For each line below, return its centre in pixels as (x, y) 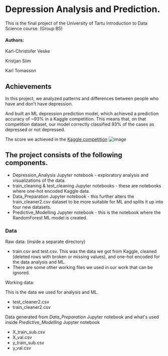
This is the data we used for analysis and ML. (52, 292)
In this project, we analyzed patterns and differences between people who (82, 98)
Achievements (28, 86)
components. (27, 163)
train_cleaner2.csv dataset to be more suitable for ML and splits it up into (88, 201)
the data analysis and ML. (39, 262)
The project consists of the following (64, 155)
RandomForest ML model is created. (50, 217)
